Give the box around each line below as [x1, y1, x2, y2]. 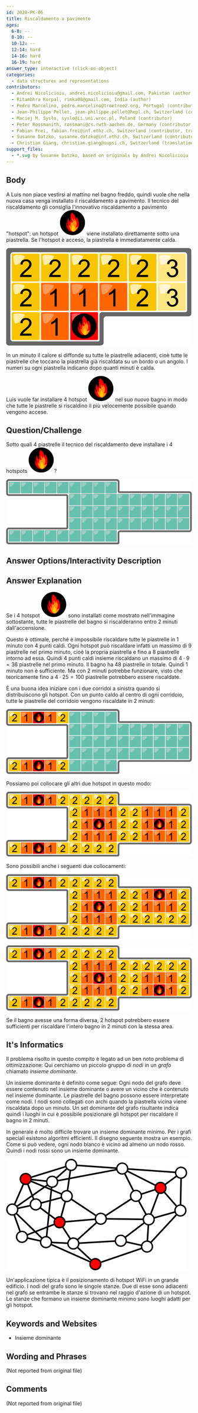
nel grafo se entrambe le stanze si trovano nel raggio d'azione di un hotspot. [6, 1289, 192, 1296]
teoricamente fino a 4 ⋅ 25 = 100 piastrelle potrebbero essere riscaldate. [6, 673, 181, 681]
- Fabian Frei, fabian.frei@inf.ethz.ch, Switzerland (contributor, [11, 127, 183, 134]
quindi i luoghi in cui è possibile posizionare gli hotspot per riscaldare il [6, 1110, 178, 1118]
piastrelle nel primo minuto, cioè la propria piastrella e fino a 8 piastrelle [6, 648, 180, 655]
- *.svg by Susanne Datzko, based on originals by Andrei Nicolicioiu [11, 153, 189, 159]
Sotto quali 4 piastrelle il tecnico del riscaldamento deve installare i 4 [6, 441, 173, 448]
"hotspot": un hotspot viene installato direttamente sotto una [6, 230, 180, 237]
